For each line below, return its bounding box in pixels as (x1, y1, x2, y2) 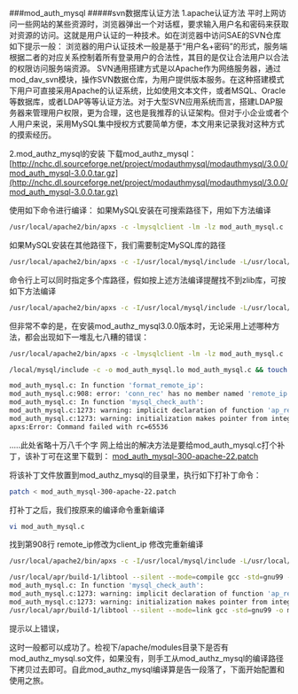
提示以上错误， (9, 623, 64, 634)
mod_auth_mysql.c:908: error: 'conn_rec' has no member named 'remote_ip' (9, 389, 292, 399)
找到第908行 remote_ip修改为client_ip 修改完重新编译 (9, 539, 204, 550)
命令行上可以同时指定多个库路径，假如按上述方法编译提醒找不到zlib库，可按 (9, 274, 286, 285)
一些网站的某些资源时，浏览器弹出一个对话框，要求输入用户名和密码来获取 (16, 19, 289, 29)
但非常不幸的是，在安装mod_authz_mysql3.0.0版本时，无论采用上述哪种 (9, 320, 272, 331)
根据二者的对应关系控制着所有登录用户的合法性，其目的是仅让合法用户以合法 (9, 52, 289, 62)
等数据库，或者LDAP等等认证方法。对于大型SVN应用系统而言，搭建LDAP (9, 97, 276, 106)
